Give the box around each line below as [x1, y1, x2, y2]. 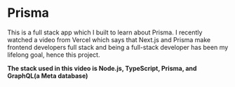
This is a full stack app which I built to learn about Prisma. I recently [7, 28, 203, 36]
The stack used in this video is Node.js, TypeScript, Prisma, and [7, 64, 197, 72]
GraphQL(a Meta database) [7, 72, 88, 80]
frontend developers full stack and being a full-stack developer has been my [7, 43, 229, 51]
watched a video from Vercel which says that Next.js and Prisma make [7, 35, 211, 43]
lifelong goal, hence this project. [7, 51, 100, 59]
